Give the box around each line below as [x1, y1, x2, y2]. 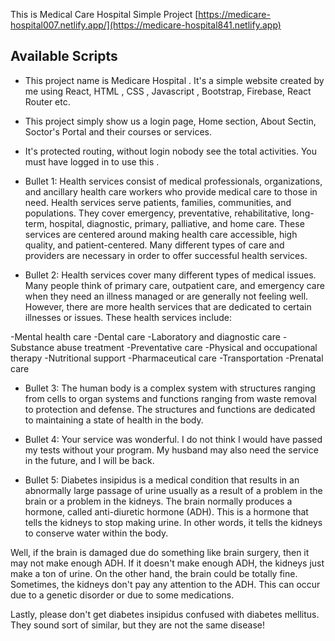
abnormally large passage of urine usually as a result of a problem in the [24, 484, 323, 496]
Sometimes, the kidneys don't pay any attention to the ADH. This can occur [10, 578, 321, 590]
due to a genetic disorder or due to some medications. [10, 589, 235, 601]
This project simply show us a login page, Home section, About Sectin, [24, 115, 317, 127]
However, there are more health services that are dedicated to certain [24, 300, 312, 313]
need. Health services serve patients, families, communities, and [24, 196, 292, 208]
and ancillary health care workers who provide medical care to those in [24, 185, 318, 198]
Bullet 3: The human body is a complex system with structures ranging [24, 382, 316, 394]
